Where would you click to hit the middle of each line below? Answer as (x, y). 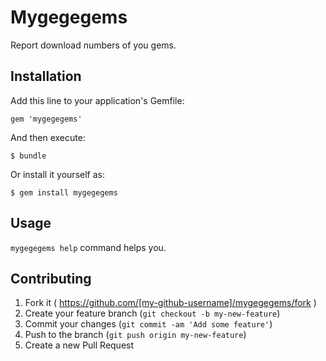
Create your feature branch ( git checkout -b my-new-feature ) (152, 313)
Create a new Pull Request (79, 345)
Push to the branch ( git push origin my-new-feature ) (135, 335)
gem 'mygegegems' (46, 119)
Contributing (51, 278)
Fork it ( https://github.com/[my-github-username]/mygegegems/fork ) (170, 303)
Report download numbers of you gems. (93, 45)
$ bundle (28, 156)
